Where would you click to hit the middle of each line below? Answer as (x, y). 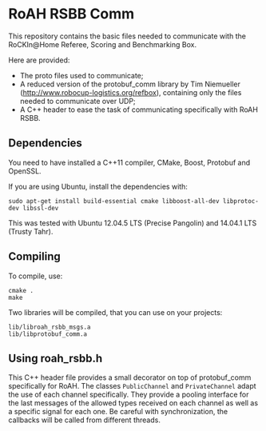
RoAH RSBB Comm (71, 14)
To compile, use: (36, 276)
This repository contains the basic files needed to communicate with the (127, 36)
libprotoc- (241, 201)
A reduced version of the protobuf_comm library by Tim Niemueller (130, 84)
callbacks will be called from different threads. (85, 420)
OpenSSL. (25, 171)
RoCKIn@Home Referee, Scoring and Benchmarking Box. (103, 44)
